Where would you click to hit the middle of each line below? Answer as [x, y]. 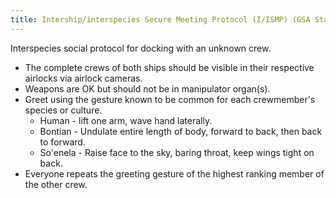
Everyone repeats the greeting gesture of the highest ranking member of [174, 173]
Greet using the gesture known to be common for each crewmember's [170, 99]
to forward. [62, 142]
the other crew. [56, 184]
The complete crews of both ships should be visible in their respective [169, 67]
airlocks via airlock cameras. [83, 78]
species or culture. [63, 110]
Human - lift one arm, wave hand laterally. [126, 120]
